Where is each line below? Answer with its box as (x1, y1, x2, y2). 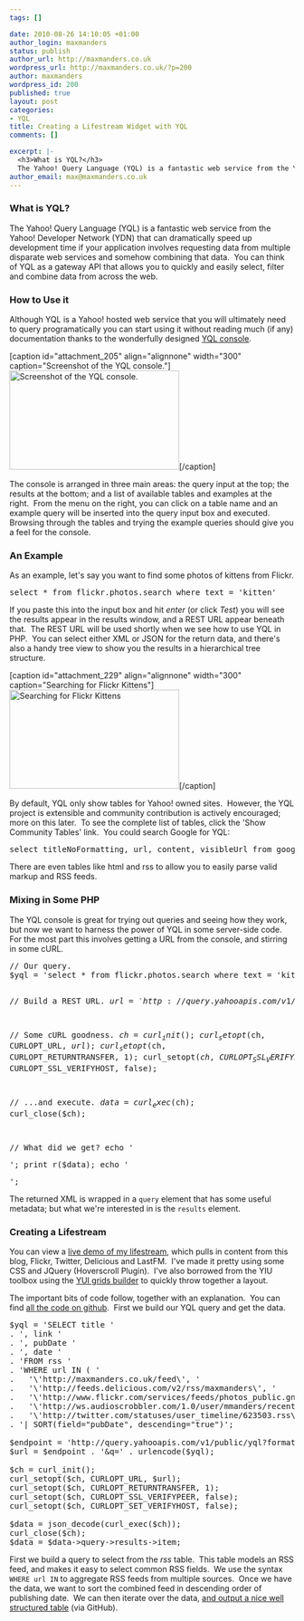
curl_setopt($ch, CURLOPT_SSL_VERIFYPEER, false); (9, 1492, 239, 1502)
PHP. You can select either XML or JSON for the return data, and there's (9, 633, 280, 644)
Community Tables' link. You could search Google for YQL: (9, 827, 231, 838)
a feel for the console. (9, 527, 91, 538)
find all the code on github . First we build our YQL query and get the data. (9, 1302, 287, 1313)
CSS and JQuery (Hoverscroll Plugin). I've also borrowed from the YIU (9, 1265, 273, 1277)
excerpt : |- (9, 147, 54, 157)
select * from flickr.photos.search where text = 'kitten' (9, 588, 278, 598)
